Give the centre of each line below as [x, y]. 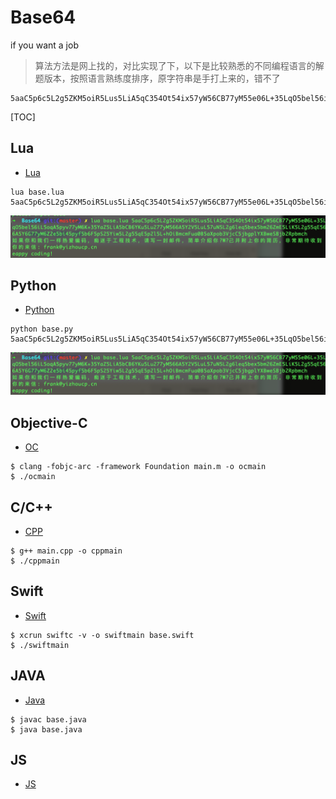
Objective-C [49, 422]
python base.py [42, 329]
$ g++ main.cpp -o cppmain [66, 551]
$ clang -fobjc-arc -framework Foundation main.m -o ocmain [138, 467]
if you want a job [44, 45]
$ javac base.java [48, 719]
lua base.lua [37, 192]
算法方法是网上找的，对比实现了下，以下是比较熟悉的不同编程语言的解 [179, 65]
